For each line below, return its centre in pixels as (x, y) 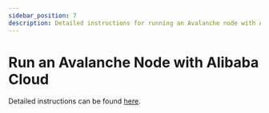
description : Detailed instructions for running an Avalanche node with (132, 23)
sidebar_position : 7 (43, 16)
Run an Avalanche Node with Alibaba (134, 62)
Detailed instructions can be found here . (75, 101)
